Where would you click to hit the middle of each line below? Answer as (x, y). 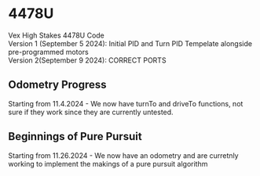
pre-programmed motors (48, 52)
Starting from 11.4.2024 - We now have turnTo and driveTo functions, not (126, 103)
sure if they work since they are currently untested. (91, 112)
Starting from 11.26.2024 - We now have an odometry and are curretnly (123, 155)
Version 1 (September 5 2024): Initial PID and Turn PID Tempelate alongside (130, 43)
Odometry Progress (58, 85)
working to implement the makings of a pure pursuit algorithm (108, 163)
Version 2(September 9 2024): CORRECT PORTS (87, 60)
